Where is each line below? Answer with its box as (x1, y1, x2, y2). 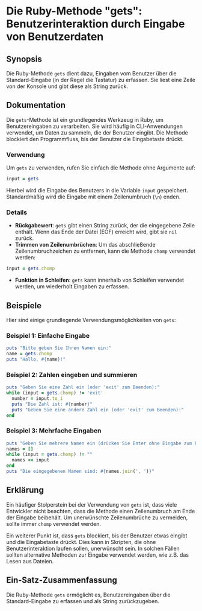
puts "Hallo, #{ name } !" (6, 356, 66, 362)
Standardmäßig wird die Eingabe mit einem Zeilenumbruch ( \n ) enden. (6, 193, 181, 200)
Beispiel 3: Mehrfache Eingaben (6, 426, 102, 435)
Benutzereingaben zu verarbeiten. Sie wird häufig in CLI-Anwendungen (6, 122, 183, 130)
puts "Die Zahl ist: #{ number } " (11, 401, 93, 407)
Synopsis (6, 54, 42, 64)
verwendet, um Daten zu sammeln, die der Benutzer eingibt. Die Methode (6, 128, 188, 136)
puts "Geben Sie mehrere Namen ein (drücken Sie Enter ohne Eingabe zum (6, 440, 192, 446)
